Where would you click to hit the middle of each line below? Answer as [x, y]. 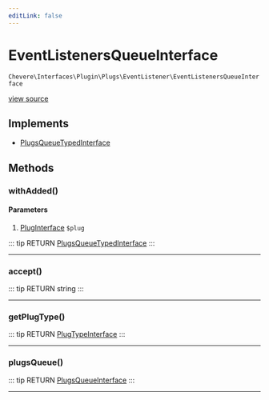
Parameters [28, 210]
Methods [31, 168]
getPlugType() [37, 317]
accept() [25, 271]
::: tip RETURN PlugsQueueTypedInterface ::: [82, 243]
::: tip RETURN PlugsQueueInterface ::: [72, 380]
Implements [39, 124]
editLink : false [35, 16]
